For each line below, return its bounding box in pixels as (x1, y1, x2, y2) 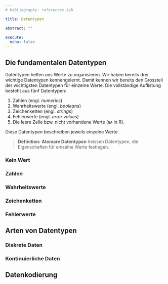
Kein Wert (5, 156, 30, 163)
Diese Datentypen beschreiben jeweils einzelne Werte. (5, 128, 119, 134)
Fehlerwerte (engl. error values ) (12, 113, 79, 119)
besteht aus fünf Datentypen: (5, 87, 67, 93)
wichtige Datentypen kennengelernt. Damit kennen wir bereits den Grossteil (5, 77, 163, 83)
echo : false (10, 39, 35, 44)
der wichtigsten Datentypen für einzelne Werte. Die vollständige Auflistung (5, 82, 161, 88)
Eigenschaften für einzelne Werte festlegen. (17, 144, 110, 150)
